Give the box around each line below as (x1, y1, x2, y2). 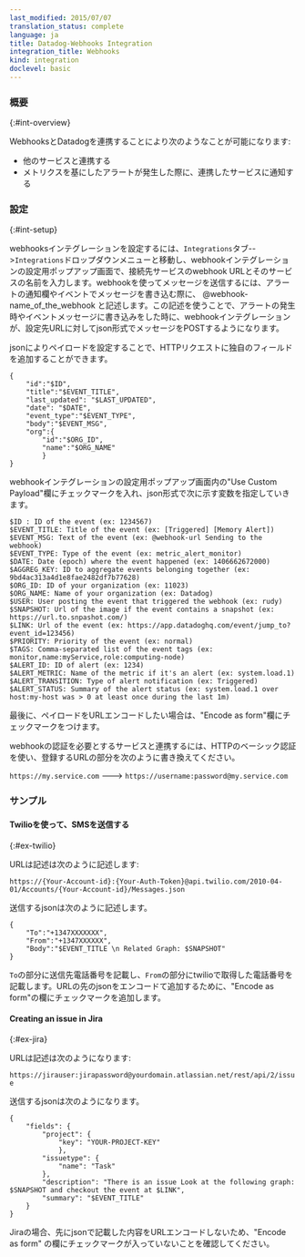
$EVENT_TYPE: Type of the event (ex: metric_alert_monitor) (9, 549, 243, 558)
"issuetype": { (42, 1153, 100, 1162)
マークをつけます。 (33, 721, 105, 732)
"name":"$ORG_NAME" (42, 444, 117, 453)
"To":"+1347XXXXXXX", (25, 928, 107, 937)
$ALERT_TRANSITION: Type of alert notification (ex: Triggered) (9, 677, 259, 686)
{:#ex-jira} (9, 1033, 48, 1044)
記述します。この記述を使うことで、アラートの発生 (105, 300, 296, 311)
